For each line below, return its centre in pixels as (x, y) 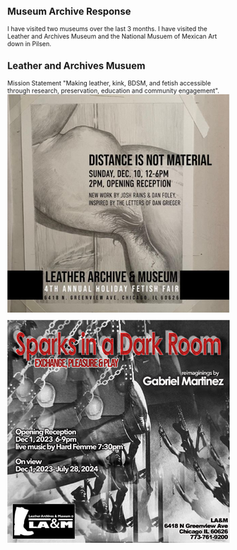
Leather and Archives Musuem (77, 66)
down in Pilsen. (29, 43)
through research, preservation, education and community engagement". (114, 90)
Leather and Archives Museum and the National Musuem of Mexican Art (112, 36)
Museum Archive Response (69, 12)
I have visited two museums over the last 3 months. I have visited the (108, 28)
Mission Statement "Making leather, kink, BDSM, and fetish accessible (109, 83)
